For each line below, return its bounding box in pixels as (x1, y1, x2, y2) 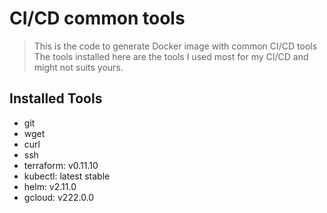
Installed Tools (9, 90, 103, 107)
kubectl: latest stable (23, 170, 111, 182)
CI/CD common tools (9, 7, 186, 30)
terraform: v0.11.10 (23, 159, 99, 171)
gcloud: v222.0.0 (23, 191, 95, 203)
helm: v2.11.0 (23, 180, 77, 192)
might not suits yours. (33, 61, 124, 73)
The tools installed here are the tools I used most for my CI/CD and (33, 50, 309, 62)
